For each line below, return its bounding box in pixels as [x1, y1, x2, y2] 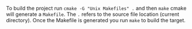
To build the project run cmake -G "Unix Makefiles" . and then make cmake [6, 5, 187, 11]
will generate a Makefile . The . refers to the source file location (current [6, 11, 180, 18]
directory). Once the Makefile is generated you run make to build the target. [6, 17, 186, 23]
